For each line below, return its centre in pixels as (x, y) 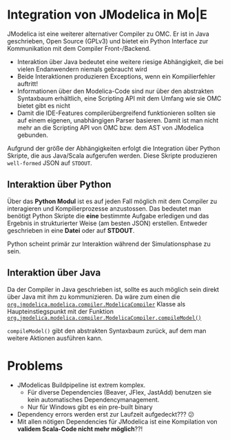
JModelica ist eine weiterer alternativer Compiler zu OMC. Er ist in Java (108, 34)
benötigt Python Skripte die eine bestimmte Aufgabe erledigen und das (108, 216)
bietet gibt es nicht (44, 105)
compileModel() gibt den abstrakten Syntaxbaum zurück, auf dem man (107, 331)
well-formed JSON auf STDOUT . (50, 163)
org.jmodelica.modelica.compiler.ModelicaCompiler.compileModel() (104, 318)
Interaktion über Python (59, 185)
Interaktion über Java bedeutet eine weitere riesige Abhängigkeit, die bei (120, 61)
